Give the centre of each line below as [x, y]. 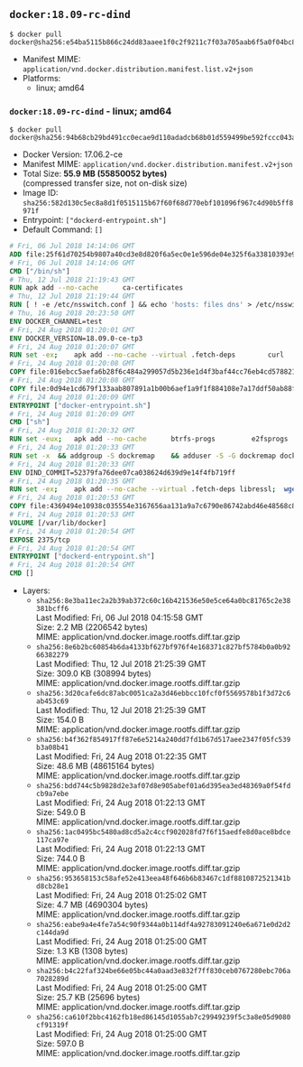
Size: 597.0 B [60, 1044]
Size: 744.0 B [60, 858]
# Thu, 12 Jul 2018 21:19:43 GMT [72, 280]
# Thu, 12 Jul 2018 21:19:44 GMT [72, 297]
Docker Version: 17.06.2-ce [73, 154]
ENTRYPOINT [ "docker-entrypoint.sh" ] [80, 405]
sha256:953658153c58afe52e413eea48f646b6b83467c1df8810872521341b [163, 879]
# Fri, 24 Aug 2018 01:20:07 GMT [72, 347]
